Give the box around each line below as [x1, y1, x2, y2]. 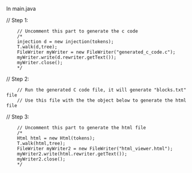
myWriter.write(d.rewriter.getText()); [17, 54, 117, 60]
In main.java [6, 5, 36, 12]
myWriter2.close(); [17, 156, 66, 162]
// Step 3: [6, 113, 29, 120]
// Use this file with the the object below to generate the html [17, 98, 187, 104]
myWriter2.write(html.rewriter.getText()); [17, 151, 128, 157]
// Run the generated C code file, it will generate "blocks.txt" [17, 87, 187, 93]
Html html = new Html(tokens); [17, 135, 95, 141]
